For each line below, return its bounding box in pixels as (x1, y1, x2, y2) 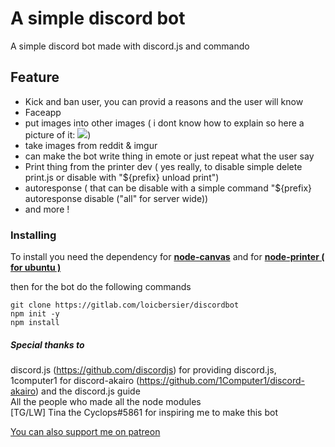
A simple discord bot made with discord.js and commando (10, 40, 250, 52)
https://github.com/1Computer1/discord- (139, 375, 305, 387)
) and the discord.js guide (35, 385, 141, 397)
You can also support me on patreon (10, 426, 161, 438)
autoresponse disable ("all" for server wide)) (24, 192, 209, 204)
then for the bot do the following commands (10, 281, 192, 293)
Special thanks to (10, 338, 85, 351)
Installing (10, 228, 57, 242)
